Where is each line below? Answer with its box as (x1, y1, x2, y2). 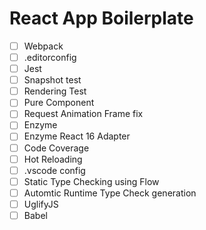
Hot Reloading (23, 153, 83, 165)
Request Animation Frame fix (23, 108, 144, 120)
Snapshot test (23, 74, 82, 86)
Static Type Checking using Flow (23, 175, 160, 187)
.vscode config (23, 164, 86, 176)
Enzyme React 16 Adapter (23, 130, 131, 142)
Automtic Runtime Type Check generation (23, 187, 197, 199)
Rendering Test (23, 85, 87, 97)
